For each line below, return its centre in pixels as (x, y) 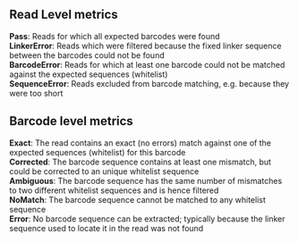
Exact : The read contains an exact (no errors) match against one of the (140, 143)
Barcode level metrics (72, 121)
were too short (36, 93)
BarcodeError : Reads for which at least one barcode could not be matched (147, 64)
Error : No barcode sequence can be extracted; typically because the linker (147, 219)
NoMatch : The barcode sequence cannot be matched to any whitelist (137, 199)
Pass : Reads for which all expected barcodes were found (115, 36)
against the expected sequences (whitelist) (89, 74)
